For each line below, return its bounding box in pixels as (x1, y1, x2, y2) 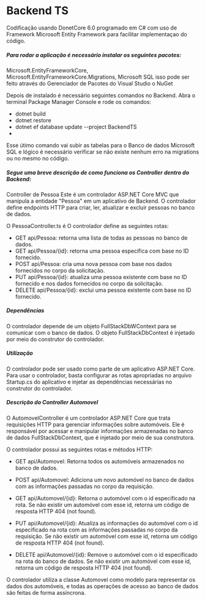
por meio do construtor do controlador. (6, 336, 105, 343)
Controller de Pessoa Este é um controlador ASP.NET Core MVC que (6, 191, 179, 198)
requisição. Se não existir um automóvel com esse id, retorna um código (15, 532, 198, 540)
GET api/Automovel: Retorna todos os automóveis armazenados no (15, 457, 185, 465)
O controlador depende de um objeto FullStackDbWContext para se (6, 322, 177, 329)
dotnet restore (15, 116, 51, 124)
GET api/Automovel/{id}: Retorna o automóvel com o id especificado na (15, 494, 196, 501)
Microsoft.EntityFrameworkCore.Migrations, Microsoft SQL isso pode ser (6, 73, 190, 81)
